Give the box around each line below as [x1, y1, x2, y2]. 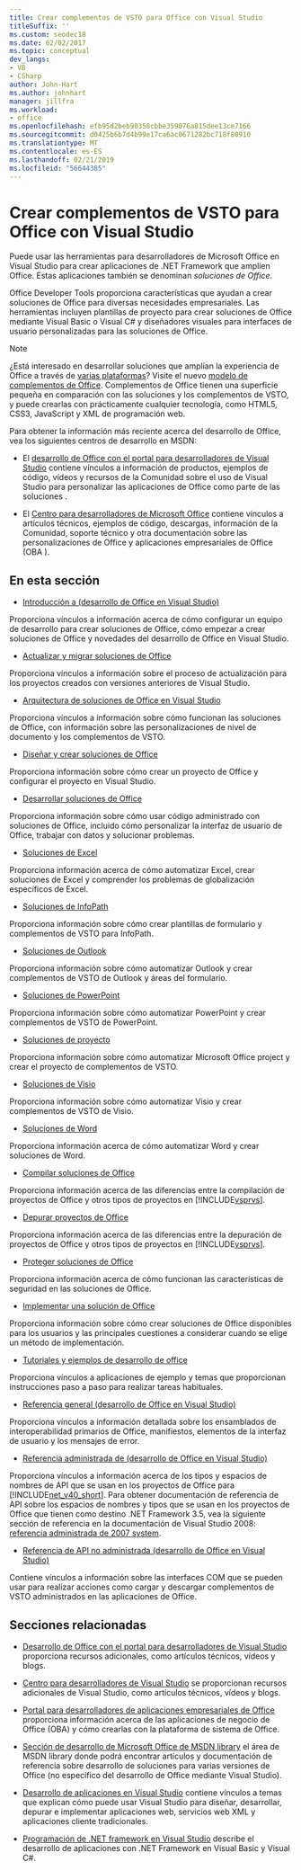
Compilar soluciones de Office [22, 1168, 135, 1179]
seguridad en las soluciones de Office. [9, 1283, 152, 1295]
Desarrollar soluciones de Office [22, 793, 142, 805]
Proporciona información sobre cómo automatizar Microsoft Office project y [9, 1052, 290, 1063]
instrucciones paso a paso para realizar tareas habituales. [9, 1382, 224, 1393]
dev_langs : [9, 55, 50, 64]
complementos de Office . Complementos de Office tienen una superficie [9, 379, 279, 391]
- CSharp [9, 72, 42, 81]
